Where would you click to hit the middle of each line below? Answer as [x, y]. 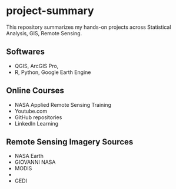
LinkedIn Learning [36, 123]
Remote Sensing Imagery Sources [70, 142]
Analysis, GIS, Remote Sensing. [44, 33]
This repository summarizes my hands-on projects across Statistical [89, 27]
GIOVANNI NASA [35, 162]
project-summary [50, 11]
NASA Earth [29, 156]
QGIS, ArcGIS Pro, [36, 66]
